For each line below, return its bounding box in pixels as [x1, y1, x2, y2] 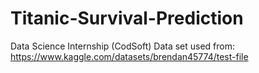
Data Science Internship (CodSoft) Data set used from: [10, 40, 236, 52]
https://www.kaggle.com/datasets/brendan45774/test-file [10, 50, 249, 62]
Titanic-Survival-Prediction [10, 7, 244, 30]
